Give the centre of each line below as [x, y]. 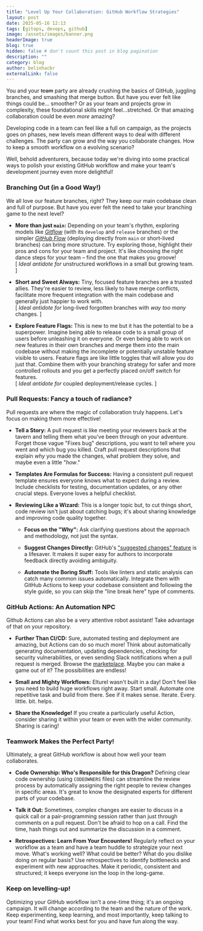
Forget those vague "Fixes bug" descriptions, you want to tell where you [105, 443]
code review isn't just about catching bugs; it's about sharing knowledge [105, 511]
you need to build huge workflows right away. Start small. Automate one [105, 688]
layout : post [23, 18]
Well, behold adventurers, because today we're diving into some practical [98, 159]
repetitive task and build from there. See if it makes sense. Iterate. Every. [105, 695]
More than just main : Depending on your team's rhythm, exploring [97, 225]
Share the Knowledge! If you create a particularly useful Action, [95, 713]
